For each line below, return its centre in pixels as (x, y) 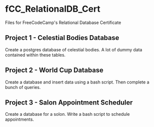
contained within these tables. (35, 55)
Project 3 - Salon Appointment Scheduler (69, 102)
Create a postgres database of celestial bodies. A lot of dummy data (74, 49)
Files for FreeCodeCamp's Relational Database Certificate (63, 22)
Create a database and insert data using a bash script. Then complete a (77, 82)
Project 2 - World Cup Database (54, 70)
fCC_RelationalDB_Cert (53, 9)
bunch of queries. (23, 87)
